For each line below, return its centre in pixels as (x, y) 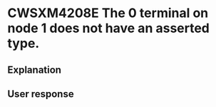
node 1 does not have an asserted (109, 28)
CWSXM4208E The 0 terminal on (108, 13)
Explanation (35, 70)
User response (41, 94)
